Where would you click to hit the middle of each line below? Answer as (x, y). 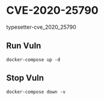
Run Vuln (24, 46)
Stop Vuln (25, 78)
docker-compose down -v (36, 92)
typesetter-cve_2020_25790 (41, 27)
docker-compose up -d (33, 60)
